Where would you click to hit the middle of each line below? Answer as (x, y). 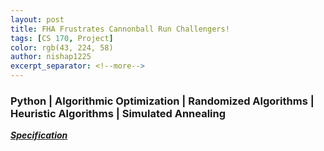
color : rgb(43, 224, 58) (62, 47)
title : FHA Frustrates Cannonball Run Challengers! (120, 29)
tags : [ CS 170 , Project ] (62, 38)
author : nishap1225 (51, 57)
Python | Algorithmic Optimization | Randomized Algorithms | (162, 101)
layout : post (37, 19)
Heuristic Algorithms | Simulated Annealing (118, 113)
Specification (39, 135)
